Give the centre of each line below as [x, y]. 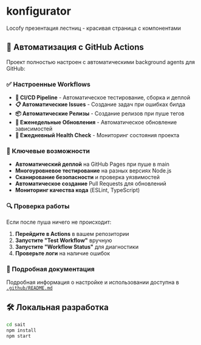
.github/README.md [29, 288]
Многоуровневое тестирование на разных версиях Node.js [93, 171]
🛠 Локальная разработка [58, 308]
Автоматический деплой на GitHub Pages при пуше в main [92, 164]
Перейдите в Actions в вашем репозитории [72, 233]
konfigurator [39, 11]
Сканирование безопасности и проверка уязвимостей [87, 177]
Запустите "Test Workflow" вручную [63, 240]
